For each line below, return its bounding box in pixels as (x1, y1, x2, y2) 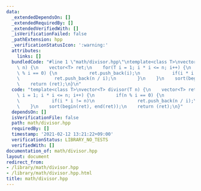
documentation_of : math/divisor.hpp (6, 148, 98, 154)
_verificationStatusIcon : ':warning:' (11, 43, 109, 48)
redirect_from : (6, 159, 44, 165)
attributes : (11, 48, 42, 54)
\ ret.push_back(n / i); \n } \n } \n (17, 75, 165, 81)
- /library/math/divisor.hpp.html (6, 170, 93, 177)
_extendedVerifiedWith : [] (11, 25, 79, 32)
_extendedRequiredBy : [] (11, 20, 74, 26)
